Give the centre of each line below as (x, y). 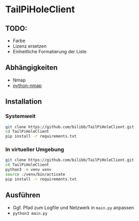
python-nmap (27, 85)
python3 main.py (30, 213)
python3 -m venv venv (28, 170)
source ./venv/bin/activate (35, 175)
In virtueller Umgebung (35, 150)
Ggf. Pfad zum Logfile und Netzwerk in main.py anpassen (73, 207)
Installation (24, 102)
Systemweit (21, 116)
